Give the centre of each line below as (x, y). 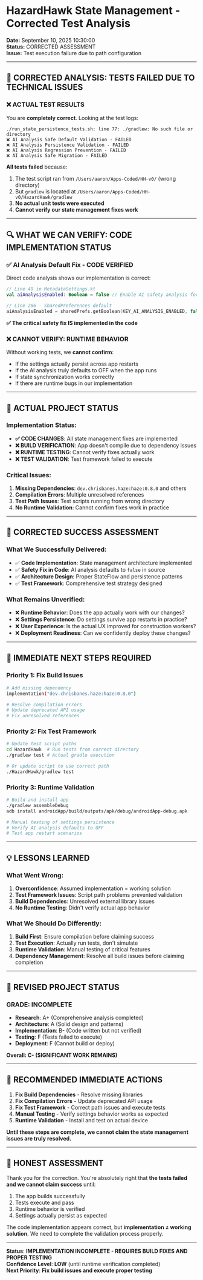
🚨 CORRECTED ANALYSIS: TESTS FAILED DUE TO (101, 78)
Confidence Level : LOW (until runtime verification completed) (83, 1264)
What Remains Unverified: (46, 599)
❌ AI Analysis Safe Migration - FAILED (57, 155)
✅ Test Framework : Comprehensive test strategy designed (89, 583)
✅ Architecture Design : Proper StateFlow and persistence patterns (99, 576)
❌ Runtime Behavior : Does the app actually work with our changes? (100, 612)
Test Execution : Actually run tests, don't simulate (76, 943)
